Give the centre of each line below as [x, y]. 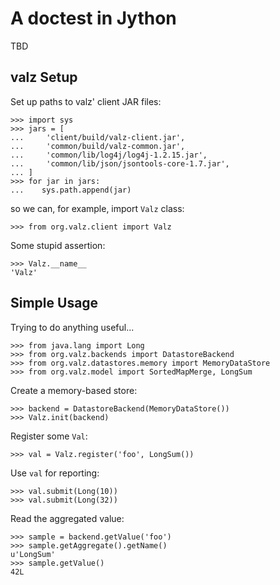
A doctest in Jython [93, 18]
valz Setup [44, 77]
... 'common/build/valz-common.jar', [98, 146]
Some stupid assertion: [58, 245]
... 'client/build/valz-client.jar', [98, 137]
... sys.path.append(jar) [71, 190]
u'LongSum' [33, 554]
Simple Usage [54, 303]
